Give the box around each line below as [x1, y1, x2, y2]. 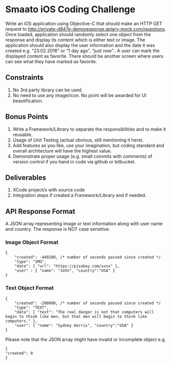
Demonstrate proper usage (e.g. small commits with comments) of [12, 153, 153, 159]
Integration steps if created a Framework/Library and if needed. [12, 192, 146, 199]
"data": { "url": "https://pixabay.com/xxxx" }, [14, 264, 120, 269]
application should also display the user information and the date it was [5, 42, 155, 48]
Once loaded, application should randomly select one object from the [5, 31, 151, 37]
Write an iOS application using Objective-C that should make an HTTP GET [5, 20, 162, 27]
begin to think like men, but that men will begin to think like [5, 314, 147, 319]
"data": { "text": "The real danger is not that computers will [14, 309, 154, 314]
